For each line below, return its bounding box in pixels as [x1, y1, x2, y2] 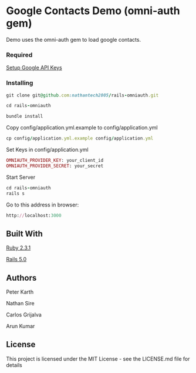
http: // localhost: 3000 [6, 212, 62, 218]
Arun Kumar [6, 322, 35, 330]
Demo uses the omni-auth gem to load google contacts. [6, 36, 141, 43]
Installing [6, 79, 33, 87]
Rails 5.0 [6, 256, 27, 263]
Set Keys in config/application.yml [6, 146, 89, 154]
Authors [6, 272, 37, 283]
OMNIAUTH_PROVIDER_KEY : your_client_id [6, 158, 104, 164]
